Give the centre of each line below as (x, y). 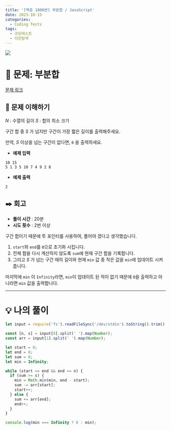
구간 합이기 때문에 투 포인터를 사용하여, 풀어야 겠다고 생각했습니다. (71, 236)
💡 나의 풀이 (27, 310)
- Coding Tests (26, 24)
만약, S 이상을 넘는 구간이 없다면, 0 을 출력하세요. (54, 142)
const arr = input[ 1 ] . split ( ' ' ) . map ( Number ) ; (55, 338)
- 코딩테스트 (21, 34)
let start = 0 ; (21, 348)
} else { (19, 394)
